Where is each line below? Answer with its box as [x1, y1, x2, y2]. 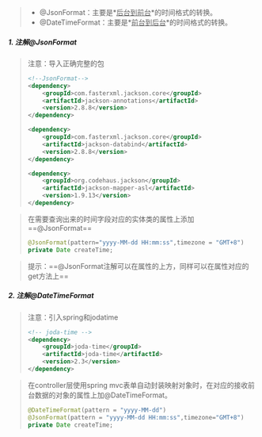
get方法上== [27, 271, 69, 281]
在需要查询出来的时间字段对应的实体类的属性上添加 [27, 214, 195, 224]
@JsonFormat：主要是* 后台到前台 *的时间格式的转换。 [39, 8, 218, 17]
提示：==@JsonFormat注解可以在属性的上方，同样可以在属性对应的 [27, 261, 249, 270]
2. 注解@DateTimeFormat [8, 291, 94, 301]
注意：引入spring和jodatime [27, 312, 119, 322]
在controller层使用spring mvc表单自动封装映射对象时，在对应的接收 [27, 380, 248, 389]
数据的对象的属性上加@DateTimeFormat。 [34, 390, 172, 400]
